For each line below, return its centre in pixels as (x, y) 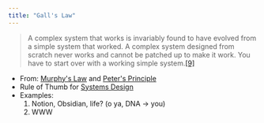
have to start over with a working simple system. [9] (111, 63)
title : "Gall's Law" (42, 15)
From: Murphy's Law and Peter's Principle (88, 78)
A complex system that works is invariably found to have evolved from (142, 38)
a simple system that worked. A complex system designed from (131, 46)
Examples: (36, 95)
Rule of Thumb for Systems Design (77, 87)
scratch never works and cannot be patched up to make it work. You (139, 54)
